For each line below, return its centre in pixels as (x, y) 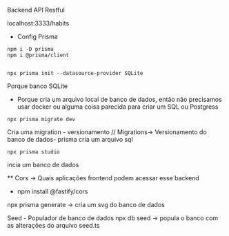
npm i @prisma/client (38, 55)
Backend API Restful (36, 10)
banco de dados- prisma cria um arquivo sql (70, 139)
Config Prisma (38, 36)
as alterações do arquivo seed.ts (53, 225)
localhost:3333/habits (38, 23)
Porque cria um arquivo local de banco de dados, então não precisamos (119, 99)
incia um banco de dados (43, 165)
